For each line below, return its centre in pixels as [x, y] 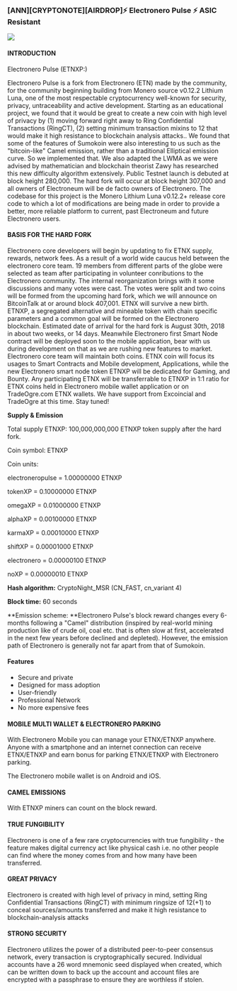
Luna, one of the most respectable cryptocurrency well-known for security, [117, 98]
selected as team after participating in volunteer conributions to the [105, 273]
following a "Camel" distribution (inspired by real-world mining [122, 623]
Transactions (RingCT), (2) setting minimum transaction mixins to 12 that [112, 128]
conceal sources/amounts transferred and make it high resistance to [107, 909]
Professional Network [49, 700]
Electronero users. [34, 219]
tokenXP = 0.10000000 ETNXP [52, 491]
